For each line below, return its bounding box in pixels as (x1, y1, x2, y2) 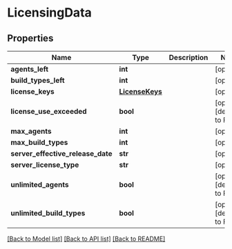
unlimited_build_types (10, 208, 86, 218)
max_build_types (10, 138, 68, 147)
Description (168, 53, 209, 62)
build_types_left (10, 76, 65, 85)
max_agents (10, 126, 52, 136)
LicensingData (7, 5, 92, 21)
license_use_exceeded (10, 107, 88, 116)
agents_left (10, 64, 49, 74)
